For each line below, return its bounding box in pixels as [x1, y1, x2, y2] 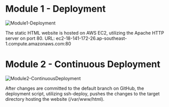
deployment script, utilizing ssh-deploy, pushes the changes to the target [5, 90, 160, 97]
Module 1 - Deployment [5, 3, 106, 15]
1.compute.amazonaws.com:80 [5, 40, 71, 46]
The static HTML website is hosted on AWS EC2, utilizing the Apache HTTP [5, 30, 164, 36]
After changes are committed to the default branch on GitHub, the [5, 85, 144, 91]
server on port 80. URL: [5, 35, 55, 41]
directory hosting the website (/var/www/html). [5, 96, 105, 102]
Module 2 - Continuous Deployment [5, 59, 160, 70]
